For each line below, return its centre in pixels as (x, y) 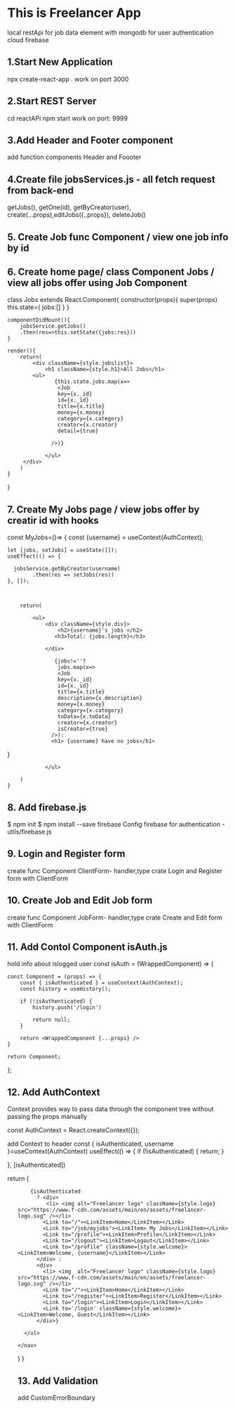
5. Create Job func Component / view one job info (118, 237)
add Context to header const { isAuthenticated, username (90, 1144)
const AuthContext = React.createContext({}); (74, 1130)
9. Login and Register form (66, 854)
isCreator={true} (83, 729)
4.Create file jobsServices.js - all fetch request (111, 179)
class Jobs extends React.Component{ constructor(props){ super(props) (113, 300)
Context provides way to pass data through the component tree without (110, 1109)
